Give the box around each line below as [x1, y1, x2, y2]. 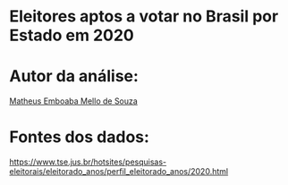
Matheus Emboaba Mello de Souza [9, 96, 139, 106]
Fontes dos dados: [9, 127, 150, 147]
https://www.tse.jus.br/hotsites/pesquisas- [9, 156, 167, 167]
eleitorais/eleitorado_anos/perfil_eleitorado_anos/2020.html [9, 166, 229, 177]
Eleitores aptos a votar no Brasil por [9, 6, 279, 27]
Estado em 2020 [9, 25, 134, 46]
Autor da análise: [9, 66, 139, 87]
